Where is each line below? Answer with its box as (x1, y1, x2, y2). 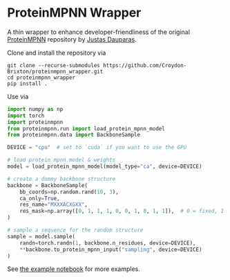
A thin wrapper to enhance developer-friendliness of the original (7, 28, 190, 36)
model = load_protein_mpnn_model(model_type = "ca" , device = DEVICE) (7, 163, 202, 170)
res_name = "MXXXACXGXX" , (19, 201, 88, 209)
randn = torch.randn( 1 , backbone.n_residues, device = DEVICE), (19, 239, 196, 247)
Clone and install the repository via (7, 49, 106, 57)
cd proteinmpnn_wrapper (7, 74, 76, 81)
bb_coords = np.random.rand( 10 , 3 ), (19, 189, 119, 195)
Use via (7, 92, 29, 100)
